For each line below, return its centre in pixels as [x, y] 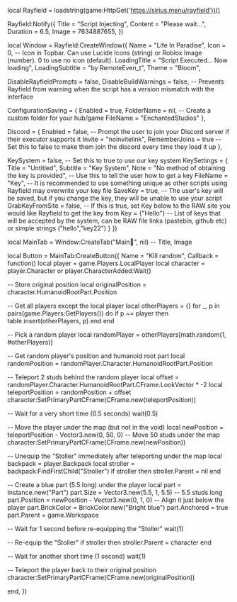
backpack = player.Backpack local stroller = [71, 463]
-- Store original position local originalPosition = [77, 284]
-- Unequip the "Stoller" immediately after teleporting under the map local [115, 456]
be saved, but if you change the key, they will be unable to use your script [115, 198]
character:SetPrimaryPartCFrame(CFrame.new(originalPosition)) [101, 578]
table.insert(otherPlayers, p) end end [61, 321]
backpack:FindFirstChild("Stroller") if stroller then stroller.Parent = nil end [114, 471]
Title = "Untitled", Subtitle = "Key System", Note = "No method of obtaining [116, 168]
